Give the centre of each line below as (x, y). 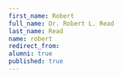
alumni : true (30, 54)
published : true (36, 62)
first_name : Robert (41, 16)
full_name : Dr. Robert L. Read (61, 24)
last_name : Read (36, 31)
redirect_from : (34, 46)
